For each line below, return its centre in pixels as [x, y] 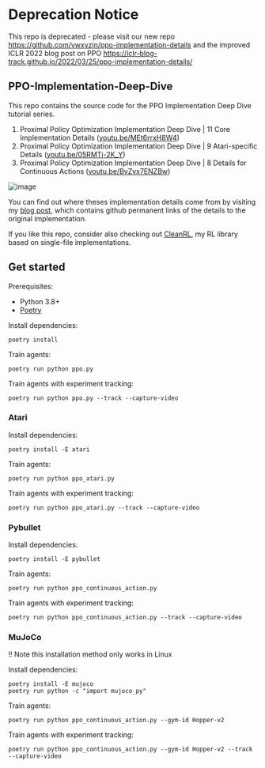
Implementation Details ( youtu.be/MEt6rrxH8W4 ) [100, 137]
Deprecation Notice [74, 15]
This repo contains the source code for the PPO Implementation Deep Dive [130, 105]
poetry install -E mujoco [51, 684]
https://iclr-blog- [130, 53]
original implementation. [47, 218]
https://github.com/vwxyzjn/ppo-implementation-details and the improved [129, 44]
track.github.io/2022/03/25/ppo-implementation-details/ [100, 62]
